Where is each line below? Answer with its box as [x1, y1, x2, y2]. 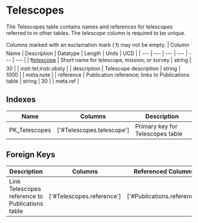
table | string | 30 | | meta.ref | [6, 77, 80, 85]
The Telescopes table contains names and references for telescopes [6, 23, 173, 30]
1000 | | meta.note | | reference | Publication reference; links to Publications [6, 71, 190, 78]
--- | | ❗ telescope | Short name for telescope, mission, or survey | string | [15, 56, 192, 63]
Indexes [6, 95, 37, 105]
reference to [9, 192, 43, 200]
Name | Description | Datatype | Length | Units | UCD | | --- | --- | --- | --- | [6, 50, 188, 57]
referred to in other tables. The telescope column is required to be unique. [6, 29, 186, 36]
